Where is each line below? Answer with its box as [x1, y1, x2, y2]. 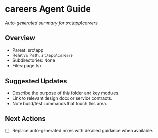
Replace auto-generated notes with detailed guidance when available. [12, 128, 153, 134]
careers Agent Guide [5, 3, 91, 15]
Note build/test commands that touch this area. [12, 100, 108, 106]
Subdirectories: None [12, 57, 55, 63]
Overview [5, 34, 36, 42]
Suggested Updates [5, 77, 67, 85]
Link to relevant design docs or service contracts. [12, 95, 113, 101]
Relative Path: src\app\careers [12, 52, 73, 58]
